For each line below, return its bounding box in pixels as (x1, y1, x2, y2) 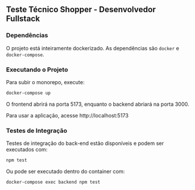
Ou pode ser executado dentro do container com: (6, 168, 126, 175)
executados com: (6, 146, 48, 153)
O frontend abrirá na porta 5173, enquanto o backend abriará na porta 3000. (6, 101, 190, 108)
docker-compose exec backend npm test (6, 179, 100, 185)
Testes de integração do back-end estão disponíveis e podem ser (6, 140, 164, 147)
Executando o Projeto (6, 65, 68, 74)
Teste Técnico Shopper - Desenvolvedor (6, 5, 156, 15)
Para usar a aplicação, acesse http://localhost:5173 (6, 112, 129, 119)
